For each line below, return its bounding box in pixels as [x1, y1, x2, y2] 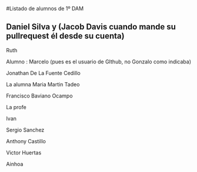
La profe [6, 103, 26, 110]
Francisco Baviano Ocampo [6, 92, 73, 99]
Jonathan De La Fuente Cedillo [6, 69, 81, 76]
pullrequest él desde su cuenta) [6, 31, 125, 41]
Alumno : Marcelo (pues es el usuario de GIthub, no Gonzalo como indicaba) [6, 58, 192, 65]
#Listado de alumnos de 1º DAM [6, 5, 84, 12]
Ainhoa [6, 160, 24, 167]
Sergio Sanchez [6, 126, 45, 133]
